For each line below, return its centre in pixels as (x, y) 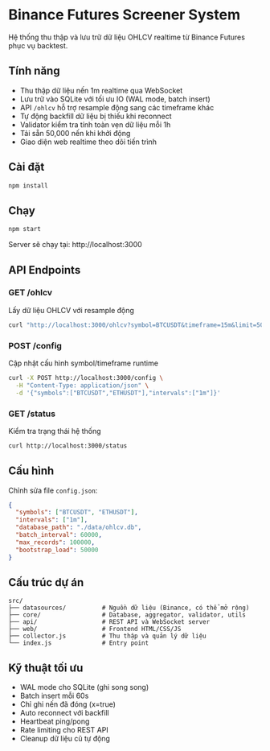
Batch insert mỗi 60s (54, 696)
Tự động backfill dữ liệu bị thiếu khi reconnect (96, 116)
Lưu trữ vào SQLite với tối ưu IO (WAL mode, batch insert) (115, 99)
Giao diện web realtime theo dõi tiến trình (88, 142)
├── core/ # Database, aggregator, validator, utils (127, 615)
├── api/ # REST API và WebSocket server (109, 622)
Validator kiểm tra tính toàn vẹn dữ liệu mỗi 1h (95, 124)
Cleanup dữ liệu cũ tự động (65, 739)
